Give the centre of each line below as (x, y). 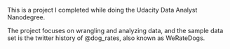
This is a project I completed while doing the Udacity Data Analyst (102, 10)
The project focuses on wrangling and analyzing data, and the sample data (115, 31)
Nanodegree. (26, 17)
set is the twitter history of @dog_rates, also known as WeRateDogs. (106, 38)
